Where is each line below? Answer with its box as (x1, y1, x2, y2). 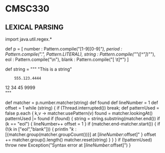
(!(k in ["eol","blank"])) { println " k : (5, 126, 76, 132)
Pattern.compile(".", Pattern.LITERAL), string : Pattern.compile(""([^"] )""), (5, 51, 156, 57)
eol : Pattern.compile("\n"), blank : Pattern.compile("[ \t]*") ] (5, 56, 129, 62)
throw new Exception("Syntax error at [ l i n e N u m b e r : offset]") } (5, 142, 131, 148)
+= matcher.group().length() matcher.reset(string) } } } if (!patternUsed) (5, 137, 152, 142)
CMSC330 (5, 3, 49, 14)
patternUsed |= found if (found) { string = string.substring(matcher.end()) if (5, 115, 160, 121)
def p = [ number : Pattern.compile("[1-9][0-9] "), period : (5, 46, 122, 51)
